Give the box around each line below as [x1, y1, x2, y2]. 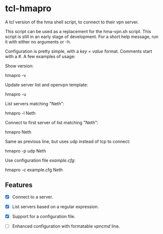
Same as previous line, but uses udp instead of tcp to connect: [5, 138, 130, 144]
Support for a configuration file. [12, 213, 75, 219]
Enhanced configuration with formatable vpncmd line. [12, 223, 120, 229]
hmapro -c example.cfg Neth [5, 167, 63, 173]
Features [5, 181, 33, 189]
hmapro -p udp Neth [5, 148, 46, 154]
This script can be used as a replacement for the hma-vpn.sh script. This [5, 28, 151, 34]
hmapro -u [5, 91, 27, 97]
